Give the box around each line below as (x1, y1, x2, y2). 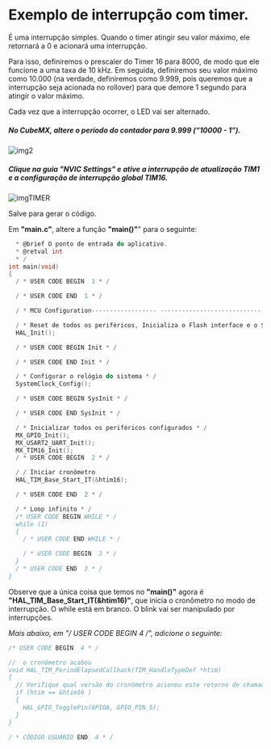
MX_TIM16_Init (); (15, 446, 74, 454)
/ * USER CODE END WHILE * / (23, 535, 121, 543)
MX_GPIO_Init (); (15, 431, 70, 440)
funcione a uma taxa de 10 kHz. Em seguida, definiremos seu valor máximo (8, 65, 258, 74)
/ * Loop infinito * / (15, 505, 92, 513)
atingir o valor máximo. (8, 90, 85, 100)
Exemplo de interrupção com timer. (8, 6, 249, 24)
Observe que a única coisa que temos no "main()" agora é (8, 587, 204, 596)
